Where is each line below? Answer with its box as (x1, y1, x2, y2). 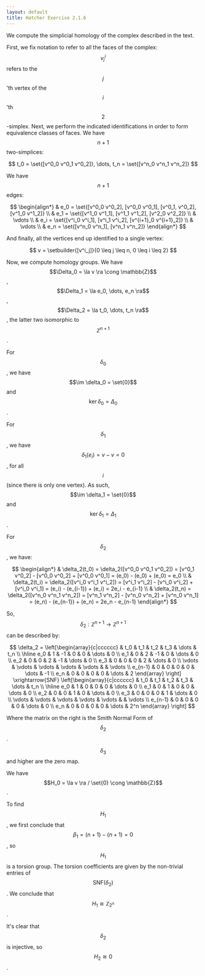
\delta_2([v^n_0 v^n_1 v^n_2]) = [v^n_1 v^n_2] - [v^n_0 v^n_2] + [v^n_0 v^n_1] (7, 592, 199, 599)
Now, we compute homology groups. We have (6, 258, 123, 266)
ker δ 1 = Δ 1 (90, 510, 117, 519)
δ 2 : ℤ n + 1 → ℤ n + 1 (80, 619, 126, 629)
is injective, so (6, 943, 43, 951)
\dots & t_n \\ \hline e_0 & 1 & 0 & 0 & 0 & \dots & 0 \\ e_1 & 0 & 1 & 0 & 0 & (12, 683, 195, 690)
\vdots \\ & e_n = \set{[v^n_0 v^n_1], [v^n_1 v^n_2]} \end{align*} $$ (20, 222, 187, 230)
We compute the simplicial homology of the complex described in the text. (6, 31, 195, 39)
